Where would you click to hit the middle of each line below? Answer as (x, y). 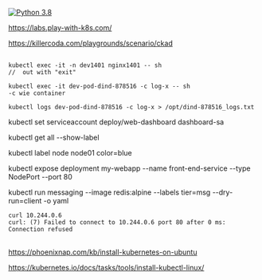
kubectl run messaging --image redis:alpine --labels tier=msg (109, 192)
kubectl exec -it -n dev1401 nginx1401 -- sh (85, 65)
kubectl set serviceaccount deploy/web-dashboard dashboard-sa (116, 122)
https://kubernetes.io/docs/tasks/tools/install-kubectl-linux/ (106, 267)
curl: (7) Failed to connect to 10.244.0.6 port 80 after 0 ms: (117, 223)
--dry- (223, 192)
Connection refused (41, 230)
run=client (25, 201)
